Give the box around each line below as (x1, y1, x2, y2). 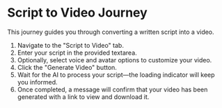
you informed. (17, 78, 58, 86)
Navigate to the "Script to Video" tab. (17, 41, 124, 49)
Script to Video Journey (7, 5, 148, 21)
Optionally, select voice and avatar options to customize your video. (17, 55, 212, 64)
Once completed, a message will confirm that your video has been (17, 85, 208, 93)
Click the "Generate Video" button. (17, 63, 117, 71)
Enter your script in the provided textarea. (17, 48, 137, 57)
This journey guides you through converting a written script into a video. (7, 28, 214, 36)
